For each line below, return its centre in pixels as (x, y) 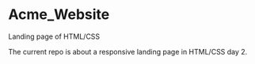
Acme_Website (59, 15)
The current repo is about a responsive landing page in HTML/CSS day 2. (128, 51)
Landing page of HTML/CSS (54, 36)
